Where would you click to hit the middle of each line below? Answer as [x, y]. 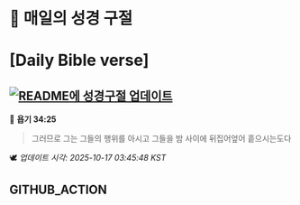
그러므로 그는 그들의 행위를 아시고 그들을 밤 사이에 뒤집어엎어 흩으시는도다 [161, 139]
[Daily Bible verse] [79, 61]
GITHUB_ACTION [59, 189]
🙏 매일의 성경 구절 [71, 19]
